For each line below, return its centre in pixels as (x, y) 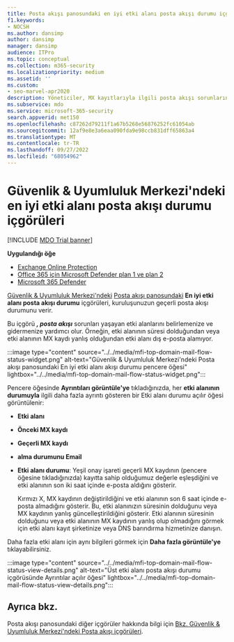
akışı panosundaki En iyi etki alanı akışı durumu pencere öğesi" (97, 366)
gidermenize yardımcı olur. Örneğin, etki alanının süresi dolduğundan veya (114, 331)
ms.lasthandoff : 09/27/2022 (48, 150)
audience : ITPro (31, 53)
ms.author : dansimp (36, 33)
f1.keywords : (26, 20)
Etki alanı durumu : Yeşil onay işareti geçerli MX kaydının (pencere (112, 470)
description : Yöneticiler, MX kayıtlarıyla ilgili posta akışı (101, 98)
